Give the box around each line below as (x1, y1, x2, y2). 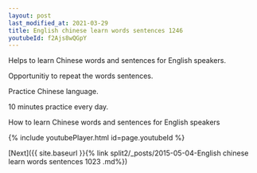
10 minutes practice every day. (8, 102, 109, 112)
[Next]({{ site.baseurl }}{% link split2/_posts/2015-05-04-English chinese (8, 148, 249, 158)
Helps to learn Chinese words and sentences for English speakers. (8, 56, 227, 65)
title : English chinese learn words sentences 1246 (8, 26, 183, 34)
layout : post (8, 11, 52, 20)
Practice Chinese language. (8, 87, 99, 96)
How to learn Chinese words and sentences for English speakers (8, 117, 220, 128)
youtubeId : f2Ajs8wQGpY (8, 33, 88, 42)
